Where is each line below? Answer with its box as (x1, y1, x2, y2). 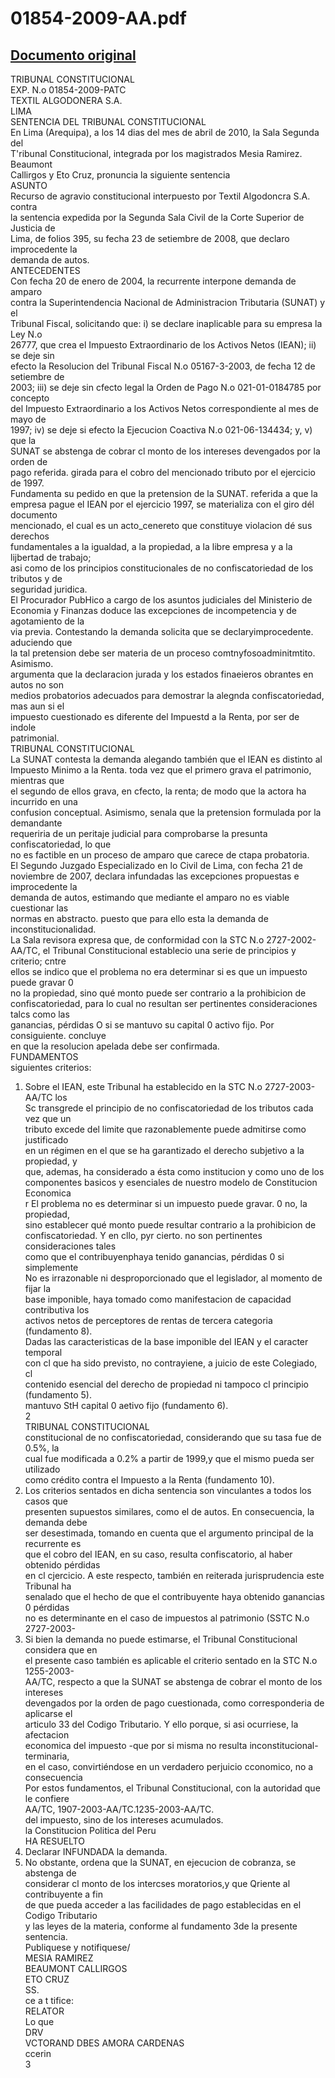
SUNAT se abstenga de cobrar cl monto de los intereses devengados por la (10, 445, 321, 457)
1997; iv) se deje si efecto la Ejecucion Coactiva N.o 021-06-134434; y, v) (10, 424, 313, 436)
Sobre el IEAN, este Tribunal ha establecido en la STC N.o (24, 1081, 263, 1092)
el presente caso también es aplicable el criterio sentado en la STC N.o (24, 1655, 318, 1666)
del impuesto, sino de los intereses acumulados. (24, 1814, 224, 1826)
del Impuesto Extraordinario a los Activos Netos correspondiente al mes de (10, 403, 320, 414)
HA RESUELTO (24, 1835, 85, 1847)
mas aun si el (10, 700, 65, 712)
